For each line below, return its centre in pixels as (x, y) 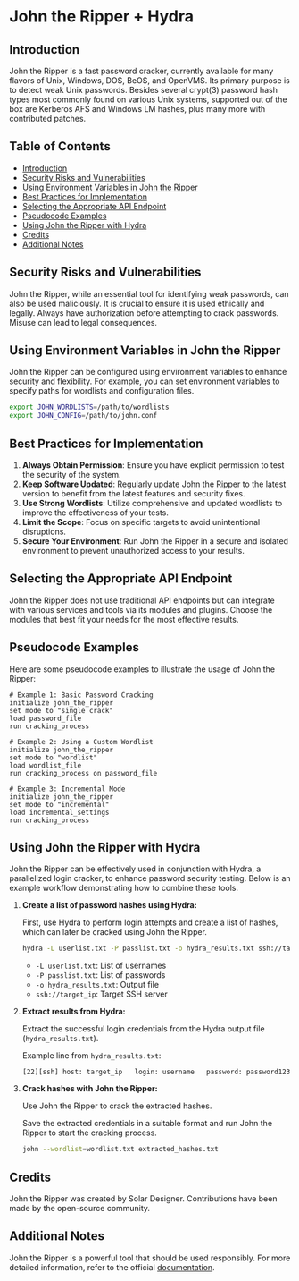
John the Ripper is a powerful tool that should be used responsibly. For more (150, 1258)
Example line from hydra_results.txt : (91, 1056)
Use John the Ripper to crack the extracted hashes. (117, 1106)
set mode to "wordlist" (54, 758)
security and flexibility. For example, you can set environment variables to (145, 381)
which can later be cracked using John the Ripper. (115, 932)
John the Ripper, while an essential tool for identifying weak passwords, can (149, 293)
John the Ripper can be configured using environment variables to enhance (148, 372)
